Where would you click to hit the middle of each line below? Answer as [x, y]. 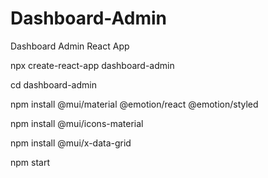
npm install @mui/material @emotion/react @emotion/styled [134, 104]
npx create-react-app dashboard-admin [92, 65]
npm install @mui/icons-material [77, 123]
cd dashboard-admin [53, 84]
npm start [30, 162]
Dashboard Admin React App [70, 46]
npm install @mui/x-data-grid [71, 143]
